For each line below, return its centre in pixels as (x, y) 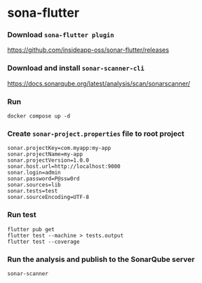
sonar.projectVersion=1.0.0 (48, 160)
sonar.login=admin (34, 173)
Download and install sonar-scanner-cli (76, 68)
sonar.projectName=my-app (45, 154)
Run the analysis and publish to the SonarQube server (101, 259)
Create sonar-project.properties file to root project (96, 133)
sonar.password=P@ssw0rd (43, 179)
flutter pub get (31, 229)
